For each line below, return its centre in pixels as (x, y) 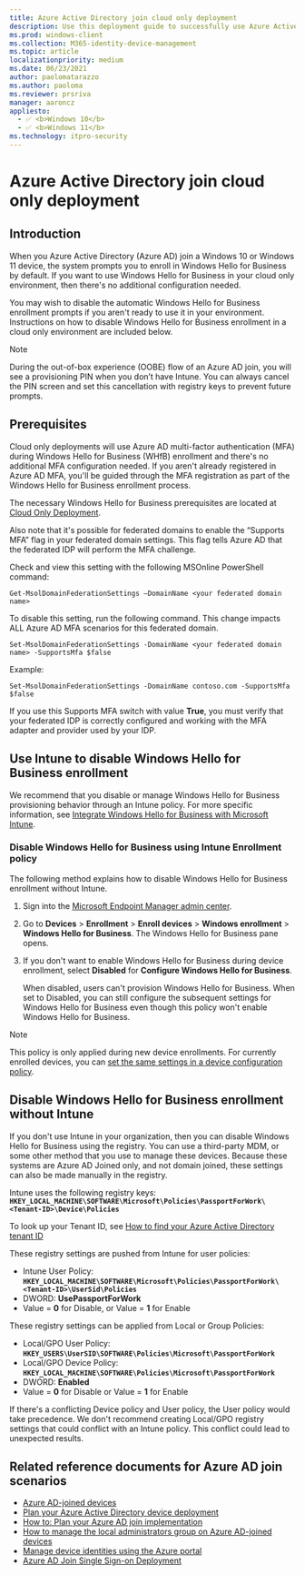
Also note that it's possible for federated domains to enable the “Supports (147, 530)
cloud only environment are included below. (91, 331)
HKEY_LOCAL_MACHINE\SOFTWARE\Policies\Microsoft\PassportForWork (148, 1373)
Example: (27, 669)
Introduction (45, 234)
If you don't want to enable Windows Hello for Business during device (153, 960)
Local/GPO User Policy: (66, 1343)
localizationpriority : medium (67, 60)
